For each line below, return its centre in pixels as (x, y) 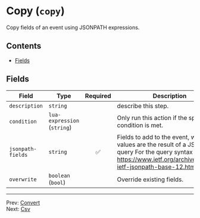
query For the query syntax (155, 151)
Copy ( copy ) (35, 11)
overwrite (23, 179)
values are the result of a (151, 144)
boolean (59, 176)
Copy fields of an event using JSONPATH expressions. (73, 27)
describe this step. (143, 106)
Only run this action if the (152, 118)
